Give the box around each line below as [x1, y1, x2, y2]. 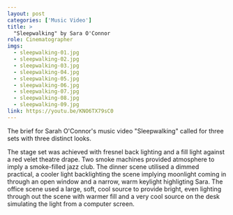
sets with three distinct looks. [7, 134, 92, 142]
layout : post [7, 10, 45, 17]
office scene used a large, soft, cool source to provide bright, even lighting [7, 184, 222, 193]
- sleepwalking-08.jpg [13, 95, 80, 102]
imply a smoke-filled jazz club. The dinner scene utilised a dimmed [7, 162, 200, 171]
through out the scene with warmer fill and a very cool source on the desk [7, 192, 220, 200]
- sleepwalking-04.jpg [13, 68, 80, 75]
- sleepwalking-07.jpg [13, 88, 80, 95]
